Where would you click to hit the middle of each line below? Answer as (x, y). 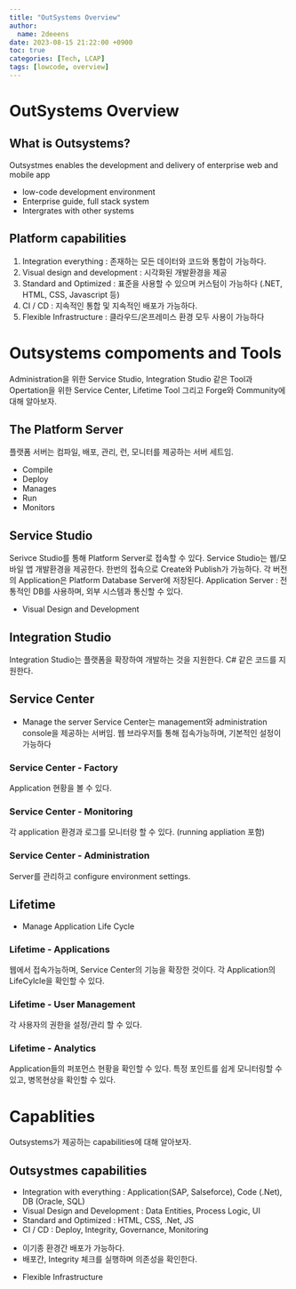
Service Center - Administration (80, 856)
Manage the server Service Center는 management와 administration (145, 722)
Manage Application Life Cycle (78, 926)
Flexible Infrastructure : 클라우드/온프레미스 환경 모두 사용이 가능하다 (143, 316)
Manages (39, 489)
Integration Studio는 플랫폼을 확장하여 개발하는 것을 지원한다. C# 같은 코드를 (143, 660)
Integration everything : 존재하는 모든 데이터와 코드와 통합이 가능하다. (144, 261)
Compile (37, 470)
